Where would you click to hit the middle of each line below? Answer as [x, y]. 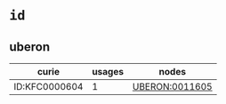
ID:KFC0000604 [48, 87]
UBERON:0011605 [172, 87]
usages [108, 72]
